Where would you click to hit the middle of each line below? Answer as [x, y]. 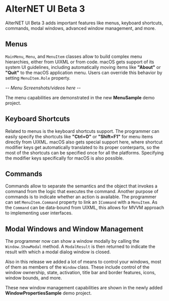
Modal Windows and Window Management [74, 229]
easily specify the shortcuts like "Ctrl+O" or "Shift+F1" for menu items [79, 136]
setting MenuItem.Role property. [38, 78]
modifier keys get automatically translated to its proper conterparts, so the [82, 147]
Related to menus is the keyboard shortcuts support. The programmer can [82, 131]
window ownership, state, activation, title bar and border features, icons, [80, 273]
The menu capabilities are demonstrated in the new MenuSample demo [80, 97]
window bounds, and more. [34, 278]
